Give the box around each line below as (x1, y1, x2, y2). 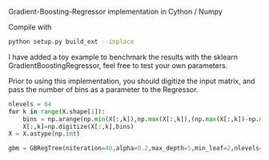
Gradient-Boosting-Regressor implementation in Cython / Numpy (8, 7, 223, 16)
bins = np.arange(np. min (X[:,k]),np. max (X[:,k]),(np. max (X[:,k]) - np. (22, 115, 260, 123)
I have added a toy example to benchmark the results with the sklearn (8, 52, 239, 62)
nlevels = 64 (8, 100, 52, 108)
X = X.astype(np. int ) (8, 130, 81, 138)
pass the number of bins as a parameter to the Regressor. (8, 84, 199, 94)
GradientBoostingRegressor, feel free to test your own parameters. (8, 60, 228, 70)
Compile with (8, 22, 52, 31)
